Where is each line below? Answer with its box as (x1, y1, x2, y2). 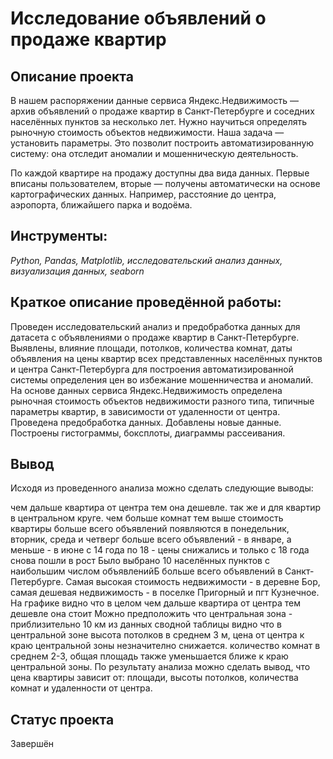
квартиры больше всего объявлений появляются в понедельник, (10, 523, 290, 535)
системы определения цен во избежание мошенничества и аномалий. (10, 373, 314, 386)
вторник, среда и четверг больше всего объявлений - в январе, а (10, 533, 292, 546)
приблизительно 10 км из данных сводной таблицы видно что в (10, 618, 282, 631)
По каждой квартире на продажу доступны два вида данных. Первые (10, 167, 310, 179)
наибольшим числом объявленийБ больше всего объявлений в (10, 565, 283, 577)
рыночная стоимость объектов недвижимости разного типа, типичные (10, 395, 315, 407)
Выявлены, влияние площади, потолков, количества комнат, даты (10, 342, 293, 354)
